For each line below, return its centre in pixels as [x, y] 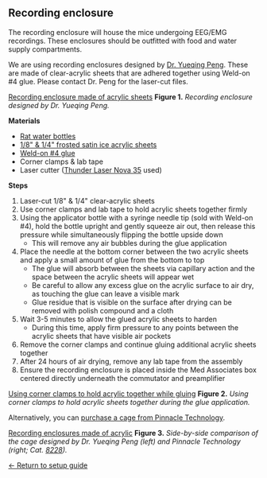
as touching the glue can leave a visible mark [106, 293]
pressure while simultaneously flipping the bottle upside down [122, 235]
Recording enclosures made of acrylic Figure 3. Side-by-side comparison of [133, 433]
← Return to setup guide [48, 465]
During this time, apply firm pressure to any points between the [135, 327]
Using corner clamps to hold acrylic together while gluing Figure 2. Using [128, 394]
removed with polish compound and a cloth [103, 310]
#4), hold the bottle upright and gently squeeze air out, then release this [137, 226]
